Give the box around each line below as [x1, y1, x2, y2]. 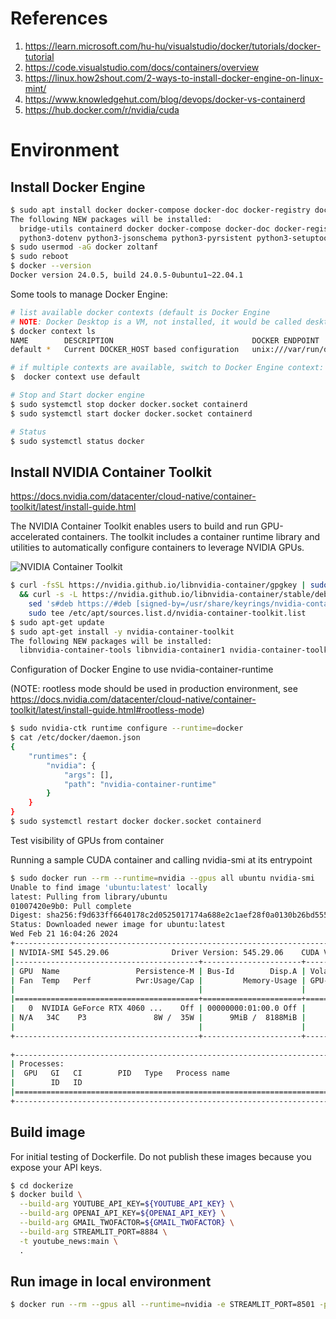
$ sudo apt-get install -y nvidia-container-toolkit [10, 627, 235, 637]
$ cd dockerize [10, 1180, 74, 1191]
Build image [10, 1124, 86, 1141]
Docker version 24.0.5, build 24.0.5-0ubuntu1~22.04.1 [10, 270, 244, 281]
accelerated [10, 531, 60, 543]
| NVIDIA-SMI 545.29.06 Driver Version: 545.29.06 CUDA [10, 947, 320, 957]
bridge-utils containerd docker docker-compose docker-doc [19, 223, 271, 234]
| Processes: [10, 1059, 65, 1069]
